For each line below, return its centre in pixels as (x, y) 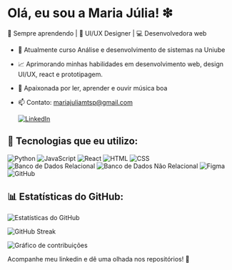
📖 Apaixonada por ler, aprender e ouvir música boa (92, 88)
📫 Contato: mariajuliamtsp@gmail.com (75, 102)
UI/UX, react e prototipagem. (60, 74)
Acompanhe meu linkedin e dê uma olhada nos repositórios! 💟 (99, 259)
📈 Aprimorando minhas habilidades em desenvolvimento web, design (120, 64)
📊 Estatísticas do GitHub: (65, 197)
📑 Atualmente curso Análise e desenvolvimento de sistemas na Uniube (121, 50)
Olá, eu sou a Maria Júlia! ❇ (90, 13)
